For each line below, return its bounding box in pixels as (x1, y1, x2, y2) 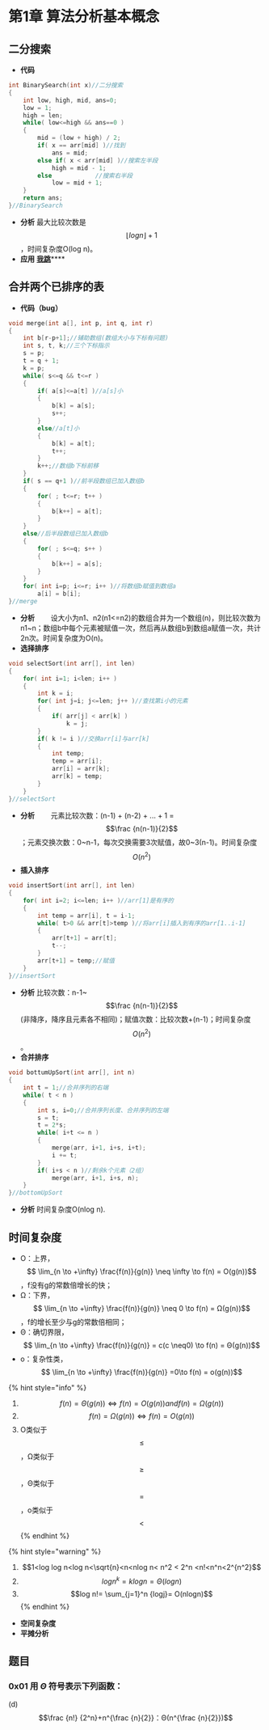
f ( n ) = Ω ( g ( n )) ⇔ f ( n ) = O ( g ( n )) (88, 1411, 195, 1420)
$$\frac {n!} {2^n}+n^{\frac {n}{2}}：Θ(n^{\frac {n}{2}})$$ (38, 1713, 233, 1723)
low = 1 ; (23, 104, 53, 112)
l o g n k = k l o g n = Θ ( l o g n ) (101, 1575, 183, 1586)
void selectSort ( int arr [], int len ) (8, 659, 136, 667)
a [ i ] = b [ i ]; (37, 590, 82, 599)
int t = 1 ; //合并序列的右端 (23, 1084, 109, 1092)
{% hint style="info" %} (8, 1382, 87, 1392)
